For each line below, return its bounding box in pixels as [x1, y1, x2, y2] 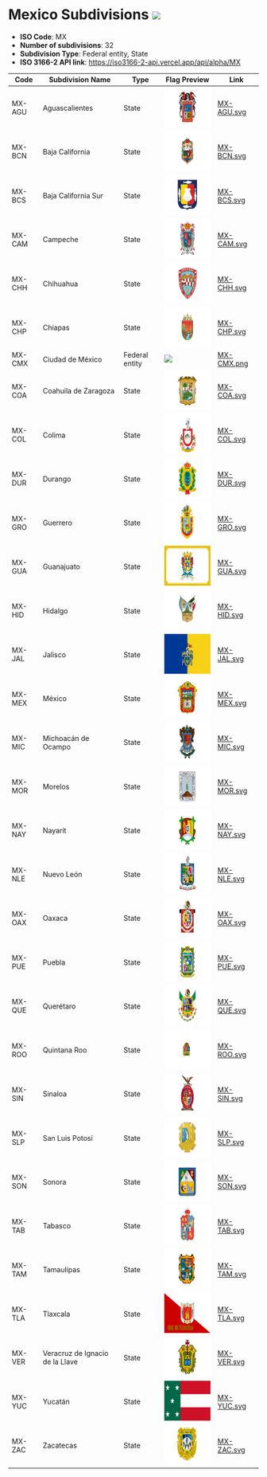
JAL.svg [217, 654, 244, 664]
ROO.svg [217, 1049, 247, 1059]
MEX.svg [217, 698, 247, 707]
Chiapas [42, 323, 70, 332]
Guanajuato [42, 562, 81, 571]
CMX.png [217, 358, 249, 368]
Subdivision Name [48, 75, 111, 84]
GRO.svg [217, 522, 246, 531]
